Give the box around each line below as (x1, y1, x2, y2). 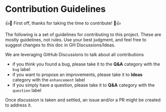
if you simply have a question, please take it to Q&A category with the (12, 82, 155, 88)
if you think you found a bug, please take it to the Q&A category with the (12, 61, 160, 67)
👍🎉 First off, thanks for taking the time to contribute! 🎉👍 (5, 20, 121, 26)
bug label (12, 66, 31, 72)
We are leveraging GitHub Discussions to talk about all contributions (5, 51, 144, 57)
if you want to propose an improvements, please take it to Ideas (12, 72, 143, 77)
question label (12, 87, 42, 93)
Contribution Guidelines (5, 3, 106, 15)
